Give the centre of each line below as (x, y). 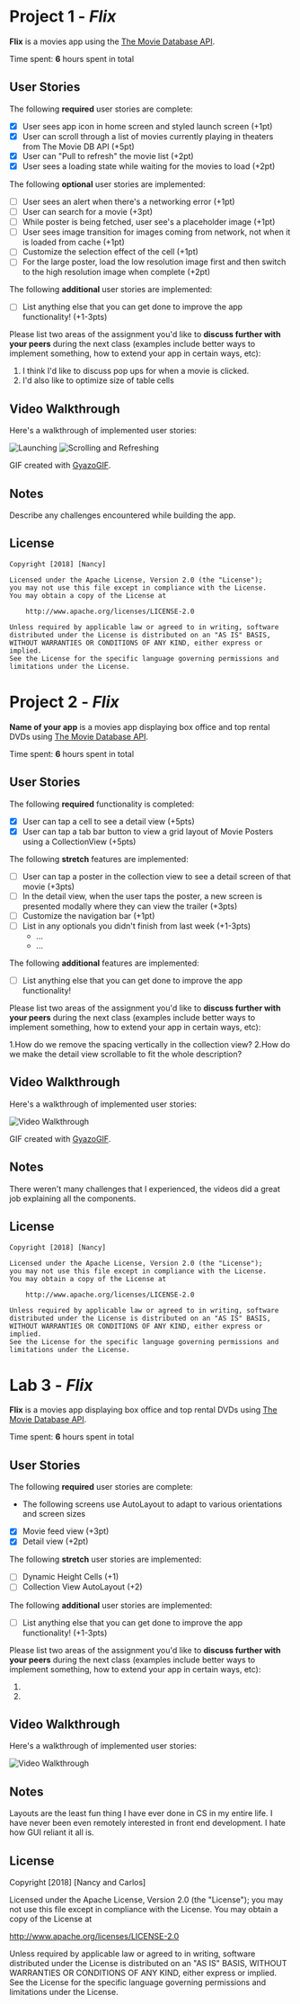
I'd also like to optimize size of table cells (98, 380)
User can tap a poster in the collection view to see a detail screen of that (157, 876)
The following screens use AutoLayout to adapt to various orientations (152, 1504)
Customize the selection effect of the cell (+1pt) (110, 252)
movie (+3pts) (48, 886)
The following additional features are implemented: (104, 963)
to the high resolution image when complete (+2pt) (116, 272)
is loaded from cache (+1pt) (74, 242)
